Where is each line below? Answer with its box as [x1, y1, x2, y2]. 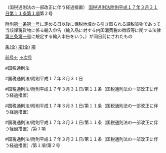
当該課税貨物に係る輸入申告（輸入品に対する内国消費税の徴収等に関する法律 [5, 27, 161, 33]
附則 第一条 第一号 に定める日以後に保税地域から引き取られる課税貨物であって [5, 21, 161, 27]
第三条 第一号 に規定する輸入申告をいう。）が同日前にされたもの [5, 34, 132, 39]
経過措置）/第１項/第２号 [9, 143, 61, 148]
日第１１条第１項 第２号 [5, 10, 53, 16]
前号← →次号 [5, 54, 32, 60]
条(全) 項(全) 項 [5, 44, 36, 50]
